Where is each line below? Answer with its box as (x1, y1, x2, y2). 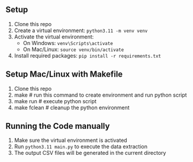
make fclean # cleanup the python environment (14, 104, 130, 111)
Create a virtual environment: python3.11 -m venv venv (14, 27, 148, 34)
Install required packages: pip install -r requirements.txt (14, 52, 161, 59)
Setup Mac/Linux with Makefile (5, 69, 123, 80)
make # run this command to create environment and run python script (14, 91, 187, 99)
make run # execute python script (14, 97, 97, 104)
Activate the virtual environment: (14, 33, 94, 40)
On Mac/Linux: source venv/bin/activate (22, 46, 124, 53)
